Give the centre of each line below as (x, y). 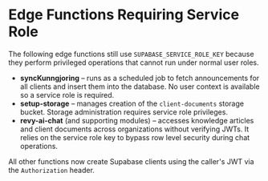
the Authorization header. (51, 170)
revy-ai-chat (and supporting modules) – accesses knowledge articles (137, 120)
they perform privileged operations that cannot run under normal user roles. (134, 62)
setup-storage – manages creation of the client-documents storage (132, 103)
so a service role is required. (67, 95)
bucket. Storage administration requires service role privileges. (124, 112)
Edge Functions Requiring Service (124, 15)
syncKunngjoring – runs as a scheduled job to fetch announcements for (140, 78)
